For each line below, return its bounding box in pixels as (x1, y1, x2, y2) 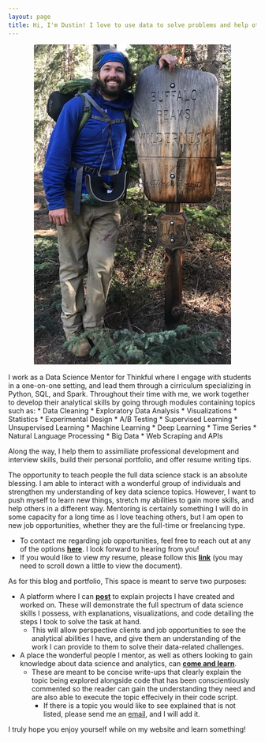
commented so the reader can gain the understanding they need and (31, 684, 256, 693)
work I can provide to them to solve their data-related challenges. (31, 642, 244, 651)
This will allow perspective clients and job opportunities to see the (31, 625, 246, 635)
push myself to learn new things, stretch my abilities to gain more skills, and (8, 495, 255, 505)
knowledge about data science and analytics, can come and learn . (19, 658, 237, 668)
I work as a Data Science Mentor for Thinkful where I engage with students (8, 372, 252, 382)
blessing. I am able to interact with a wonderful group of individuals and (8, 478, 241, 488)
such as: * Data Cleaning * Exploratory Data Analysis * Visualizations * (8, 405, 237, 415)
